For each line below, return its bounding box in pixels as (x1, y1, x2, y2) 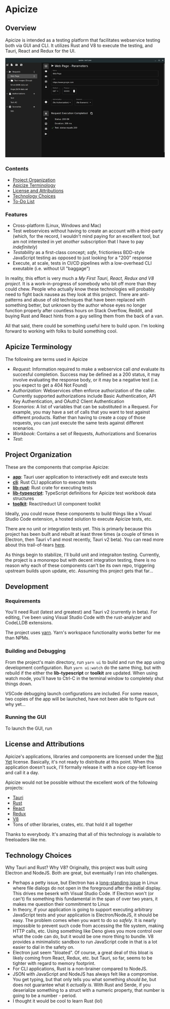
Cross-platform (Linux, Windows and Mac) (12, 222, 102, 228)
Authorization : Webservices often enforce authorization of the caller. (12, 387, 156, 393)
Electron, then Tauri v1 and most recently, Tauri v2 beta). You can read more (5, 536, 164, 542)
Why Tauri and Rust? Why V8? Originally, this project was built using (5, 864, 148, 871)
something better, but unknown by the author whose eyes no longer (5, 302, 147, 308)
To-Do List (12, 198, 35, 204)
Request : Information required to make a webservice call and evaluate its (12, 366, 165, 372)
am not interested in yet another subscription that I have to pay (12, 238, 144, 244)
